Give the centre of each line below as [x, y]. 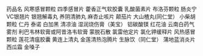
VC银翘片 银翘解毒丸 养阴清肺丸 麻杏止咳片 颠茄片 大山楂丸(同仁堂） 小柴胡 [101, 16]
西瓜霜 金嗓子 [23, 47]
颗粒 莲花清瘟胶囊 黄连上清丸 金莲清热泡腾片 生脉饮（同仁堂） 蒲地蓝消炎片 [101, 39]
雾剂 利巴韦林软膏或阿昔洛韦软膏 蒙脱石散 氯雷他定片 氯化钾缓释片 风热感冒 [101, 32]
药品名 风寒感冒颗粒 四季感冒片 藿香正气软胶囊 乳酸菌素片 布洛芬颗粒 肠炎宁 [101, 9]
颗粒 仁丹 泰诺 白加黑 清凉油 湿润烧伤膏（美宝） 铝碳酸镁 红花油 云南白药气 [101, 24]
